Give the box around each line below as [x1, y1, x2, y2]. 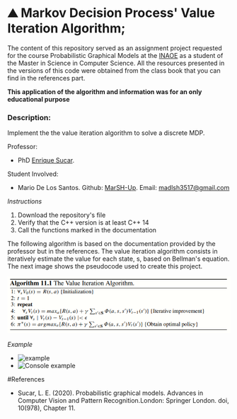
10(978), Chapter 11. [17, 404, 76, 413]
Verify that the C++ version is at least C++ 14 [17, 218, 149, 227]
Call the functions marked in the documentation [17, 226, 157, 235]
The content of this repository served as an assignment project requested [7, 44, 223, 52]
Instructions [7, 197, 42, 206]
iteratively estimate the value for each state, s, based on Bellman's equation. [7, 254, 230, 263]
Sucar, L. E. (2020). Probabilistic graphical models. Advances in [17, 389, 204, 397]
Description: [7, 112, 51, 122]
